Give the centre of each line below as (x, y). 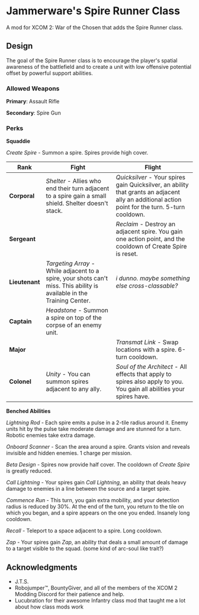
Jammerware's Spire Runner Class (93, 11)
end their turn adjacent (78, 188)
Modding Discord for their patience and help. (70, 594)
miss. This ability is (72, 286)
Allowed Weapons (33, 89)
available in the (67, 294)
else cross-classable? (147, 286)
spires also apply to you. (150, 381)
